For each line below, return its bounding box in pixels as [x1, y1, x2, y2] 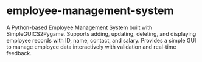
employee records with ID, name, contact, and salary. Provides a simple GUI [6, 36, 197, 44]
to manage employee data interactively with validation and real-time [6, 43, 176, 50]
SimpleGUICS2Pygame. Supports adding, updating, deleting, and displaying [6, 30, 197, 37]
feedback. [6, 49, 32, 57]
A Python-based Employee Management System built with [6, 24, 153, 31]
